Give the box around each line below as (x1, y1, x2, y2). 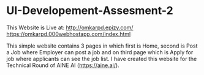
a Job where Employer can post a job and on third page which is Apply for (6, 48, 194, 55)
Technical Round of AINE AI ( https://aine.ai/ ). (6, 62, 119, 69)
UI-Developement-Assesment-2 (6, 4, 173, 18)
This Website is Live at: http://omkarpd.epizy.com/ (6, 24, 134, 31)
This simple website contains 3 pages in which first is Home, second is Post (6, 42, 198, 49)
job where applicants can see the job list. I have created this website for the (6, 55, 197, 62)
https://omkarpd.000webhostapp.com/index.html (6, 30, 131, 37)
